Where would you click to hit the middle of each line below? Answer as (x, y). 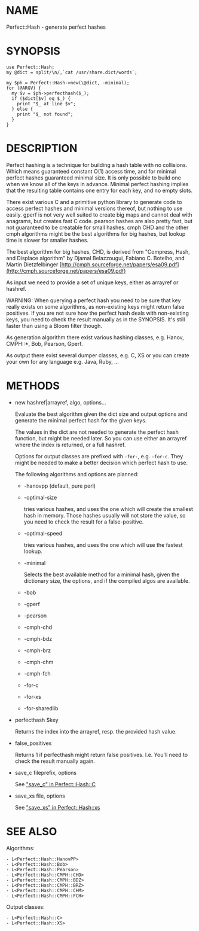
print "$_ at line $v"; (47, 104)
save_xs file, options (40, 796)
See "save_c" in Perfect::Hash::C (55, 784)
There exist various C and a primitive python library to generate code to (94, 202)
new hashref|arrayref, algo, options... (60, 402)
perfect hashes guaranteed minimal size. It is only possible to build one (94, 178)
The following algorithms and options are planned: (77, 474)
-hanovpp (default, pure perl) (60, 486)
